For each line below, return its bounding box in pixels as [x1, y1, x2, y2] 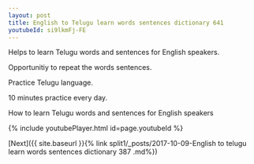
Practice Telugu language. [8, 78, 93, 87]
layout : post [8, 11, 51, 20]
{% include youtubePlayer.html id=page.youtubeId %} [8, 123, 184, 133]
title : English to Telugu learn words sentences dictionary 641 [8, 19, 224, 27]
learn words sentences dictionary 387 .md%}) [8, 147, 158, 157]
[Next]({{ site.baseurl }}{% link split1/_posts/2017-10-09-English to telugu [8, 139, 247, 148]
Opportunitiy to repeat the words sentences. [8, 63, 152, 72]
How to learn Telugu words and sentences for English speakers [8, 108, 215, 118]
